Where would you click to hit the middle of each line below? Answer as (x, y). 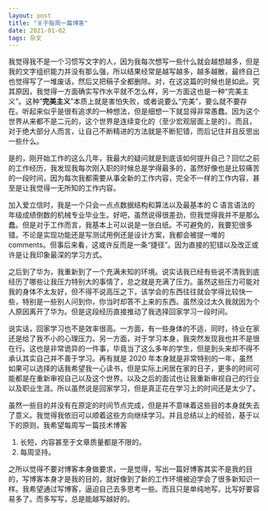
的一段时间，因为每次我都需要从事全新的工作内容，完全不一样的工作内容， (130, 178)
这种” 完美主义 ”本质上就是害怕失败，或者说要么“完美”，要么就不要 (133, 101)
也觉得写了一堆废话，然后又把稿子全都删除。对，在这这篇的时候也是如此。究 (134, 81)
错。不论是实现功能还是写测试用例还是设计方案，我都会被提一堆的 (116, 235)
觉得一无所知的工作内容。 (78, 188)
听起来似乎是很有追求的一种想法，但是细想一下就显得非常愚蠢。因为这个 (141, 112)
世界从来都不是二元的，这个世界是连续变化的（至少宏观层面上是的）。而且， (132, 121)
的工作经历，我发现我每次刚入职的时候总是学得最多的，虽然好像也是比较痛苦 (134, 168)
